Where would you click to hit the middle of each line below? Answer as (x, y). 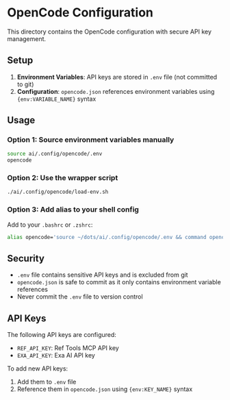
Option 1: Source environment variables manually (91, 140)
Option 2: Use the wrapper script (63, 178)
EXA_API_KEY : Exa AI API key (56, 355)
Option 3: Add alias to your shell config (73, 210)
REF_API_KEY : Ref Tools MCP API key (68, 348)
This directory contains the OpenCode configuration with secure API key (110, 32)
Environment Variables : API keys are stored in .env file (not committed (117, 77)
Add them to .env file (47, 382)
